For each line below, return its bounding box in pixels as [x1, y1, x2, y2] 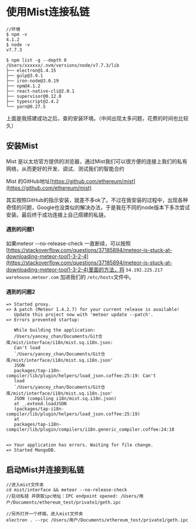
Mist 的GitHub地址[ [6, 177, 52, 184]
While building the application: [13, 328, 96, 333]
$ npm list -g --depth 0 [6, 57, 67, 63]
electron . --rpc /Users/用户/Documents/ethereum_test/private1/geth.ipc [6, 517, 189, 523]
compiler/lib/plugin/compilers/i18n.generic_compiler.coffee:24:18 [6, 426, 175, 433]
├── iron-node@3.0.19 [6, 78, 59, 84]
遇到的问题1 [6, 226, 35, 233]
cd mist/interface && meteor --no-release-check [6, 487, 127, 492]
